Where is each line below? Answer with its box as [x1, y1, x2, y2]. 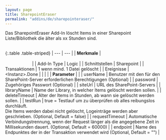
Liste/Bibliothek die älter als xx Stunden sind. [5, 35, 97, 41]
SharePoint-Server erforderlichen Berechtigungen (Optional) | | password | [5, 76, 158, 82]
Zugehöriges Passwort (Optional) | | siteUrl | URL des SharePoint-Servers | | [5, 82, 161, 88]
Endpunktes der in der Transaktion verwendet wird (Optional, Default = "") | [5, 130, 160, 136]
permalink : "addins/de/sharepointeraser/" [5, 16, 94, 21]
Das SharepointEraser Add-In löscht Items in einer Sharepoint [5, 30, 131, 36]
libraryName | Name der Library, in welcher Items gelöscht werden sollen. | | [5, 87, 162, 93]
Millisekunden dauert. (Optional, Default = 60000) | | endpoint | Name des [5, 124, 157, 130]
